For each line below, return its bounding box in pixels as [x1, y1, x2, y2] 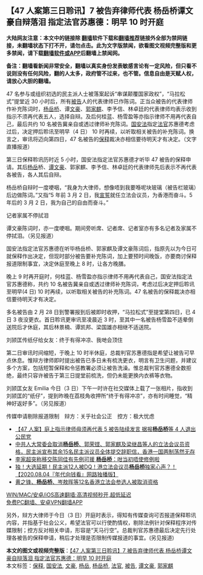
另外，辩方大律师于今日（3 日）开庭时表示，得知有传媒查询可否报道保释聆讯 [6, 511, 196, 518]
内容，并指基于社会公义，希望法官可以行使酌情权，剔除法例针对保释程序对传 [6, 519, 197, 526]
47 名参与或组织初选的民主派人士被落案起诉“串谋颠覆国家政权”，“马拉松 [6, 90, 185, 97]
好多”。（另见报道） [22, 399, 70, 406]
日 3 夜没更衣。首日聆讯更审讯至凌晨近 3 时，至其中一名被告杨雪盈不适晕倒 [6, 316, 194, 323]
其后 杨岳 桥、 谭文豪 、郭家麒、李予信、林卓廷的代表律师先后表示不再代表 [16, 163, 197, 170]
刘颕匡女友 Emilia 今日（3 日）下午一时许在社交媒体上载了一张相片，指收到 [6, 384, 193, 391]
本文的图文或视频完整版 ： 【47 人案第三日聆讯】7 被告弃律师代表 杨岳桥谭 [6, 547, 187, 554]
